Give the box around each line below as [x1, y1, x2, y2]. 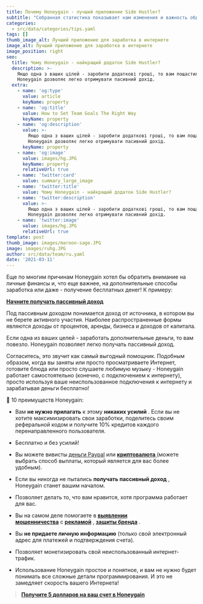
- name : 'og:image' [17, 150, 66, 156]
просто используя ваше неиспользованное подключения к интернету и [6, 378, 192, 385]
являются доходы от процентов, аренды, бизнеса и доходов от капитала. [6, 322, 196, 330]
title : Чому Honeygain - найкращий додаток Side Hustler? [11, 59, 161, 65]
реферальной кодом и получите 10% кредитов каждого [14, 421, 159, 428]
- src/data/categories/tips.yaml [11, 25, 96, 32]
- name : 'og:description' [17, 122, 83, 128]
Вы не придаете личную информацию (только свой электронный [14, 530, 187, 537]
